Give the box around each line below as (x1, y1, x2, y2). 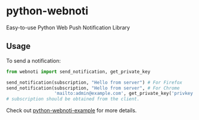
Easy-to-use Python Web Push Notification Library (6, 24, 130, 31)
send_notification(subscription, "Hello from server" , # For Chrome (6, 85, 180, 91)
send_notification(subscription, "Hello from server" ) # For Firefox (6, 79, 183, 85)
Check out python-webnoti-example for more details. (6, 107, 137, 114)
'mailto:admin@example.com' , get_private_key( (54, 91, 172, 97)
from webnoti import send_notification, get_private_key (6, 69, 151, 75)
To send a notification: (6, 57, 61, 64)
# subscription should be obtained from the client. (6, 96, 140, 102)
